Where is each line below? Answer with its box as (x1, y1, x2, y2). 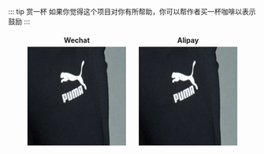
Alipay (177, 35, 199, 45)
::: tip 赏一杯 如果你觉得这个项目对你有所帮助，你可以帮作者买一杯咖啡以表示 (8, 7, 256, 16)
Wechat (63, 35, 91, 45)
